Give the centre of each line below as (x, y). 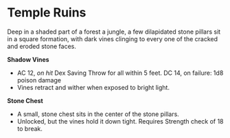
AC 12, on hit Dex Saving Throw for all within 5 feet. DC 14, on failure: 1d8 (120, 73)
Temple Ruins (47, 13)
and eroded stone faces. (42, 46)
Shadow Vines (28, 59)
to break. (30, 128)
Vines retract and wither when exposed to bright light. (93, 87)
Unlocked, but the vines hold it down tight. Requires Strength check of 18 (120, 121)
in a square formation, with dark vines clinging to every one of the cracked (113, 38)
